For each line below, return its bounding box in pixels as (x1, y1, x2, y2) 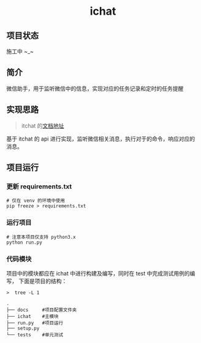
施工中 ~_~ (6, 48, 34, 55)
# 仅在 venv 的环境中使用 (6, 198, 66, 204)
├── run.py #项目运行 (6, 320, 63, 326)
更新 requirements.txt (6, 182, 72, 191)
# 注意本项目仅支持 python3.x (6, 234, 77, 240)
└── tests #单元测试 (6, 331, 63, 338)
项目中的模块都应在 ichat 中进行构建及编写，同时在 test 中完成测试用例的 (6, 269, 190, 277)
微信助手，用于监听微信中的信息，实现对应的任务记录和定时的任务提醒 (6, 85, 184, 92)
